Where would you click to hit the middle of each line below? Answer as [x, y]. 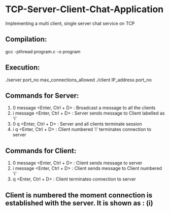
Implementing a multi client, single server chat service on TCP [70, 23]
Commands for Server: [42, 96]
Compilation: [26, 39]
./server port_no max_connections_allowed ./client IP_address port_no [79, 80]
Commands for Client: [41, 151]
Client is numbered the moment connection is [79, 195]
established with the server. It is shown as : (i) [79, 203]
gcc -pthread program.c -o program [43, 51]
